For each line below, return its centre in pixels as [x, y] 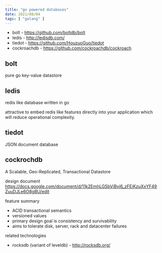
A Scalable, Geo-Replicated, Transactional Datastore [58, 171]
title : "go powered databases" [37, 10]
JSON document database [32, 144]
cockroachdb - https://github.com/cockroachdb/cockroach [72, 48]
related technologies [26, 235]
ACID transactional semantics [42, 210]
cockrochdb [24, 160]
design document [23, 181]
